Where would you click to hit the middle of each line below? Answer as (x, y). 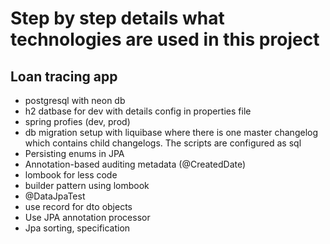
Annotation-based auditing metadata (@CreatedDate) (135, 164)
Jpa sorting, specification (77, 228)
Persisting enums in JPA (74, 153)
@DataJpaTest (55, 196)
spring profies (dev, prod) (77, 121)
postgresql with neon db (75, 100)
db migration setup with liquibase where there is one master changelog (171, 132)
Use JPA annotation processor (87, 217)
